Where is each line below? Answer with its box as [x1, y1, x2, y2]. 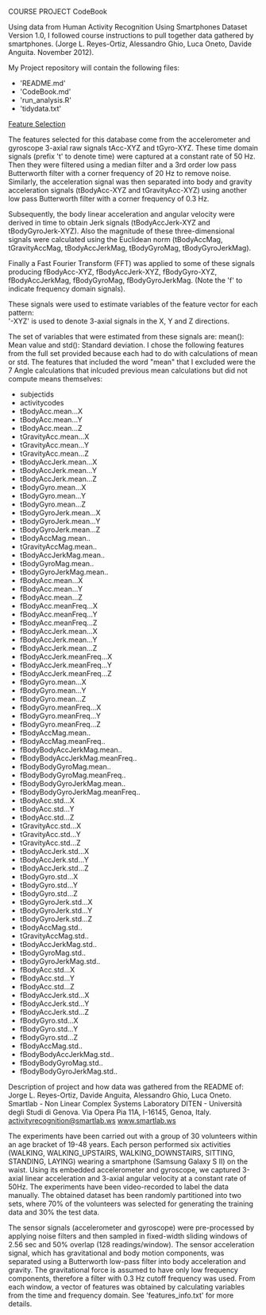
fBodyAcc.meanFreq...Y [19, 609, 98, 619]
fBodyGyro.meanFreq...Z [19, 720, 102, 729]
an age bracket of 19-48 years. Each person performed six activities [8, 1140, 231, 1149]
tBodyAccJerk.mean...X [19, 457, 98, 467]
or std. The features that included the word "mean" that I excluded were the [8, 358, 256, 366]
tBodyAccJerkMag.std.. [19, 940, 98, 949]
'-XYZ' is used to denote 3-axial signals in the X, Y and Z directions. [8, 316, 230, 326]
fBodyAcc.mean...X [19, 576, 83, 585]
